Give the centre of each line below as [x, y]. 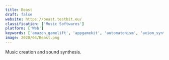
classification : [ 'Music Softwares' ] [45, 24]
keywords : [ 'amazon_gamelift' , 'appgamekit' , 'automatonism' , [72, 33]
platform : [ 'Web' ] [24, 28]
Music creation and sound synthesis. [43, 52]
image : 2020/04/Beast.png [32, 38]
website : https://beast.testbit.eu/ [44, 19]
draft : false [19, 14]
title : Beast [19, 10]
